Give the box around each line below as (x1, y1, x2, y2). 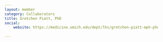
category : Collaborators (4, 12, 55, 16)
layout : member (4, 7, 36, 12)
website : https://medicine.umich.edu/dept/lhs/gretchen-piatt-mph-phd (13, 25, 160, 30)
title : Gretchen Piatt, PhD (4, 16, 62, 21)
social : (4, 20, 20, 26)
